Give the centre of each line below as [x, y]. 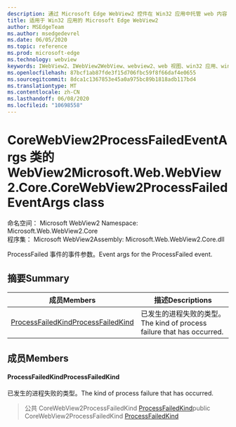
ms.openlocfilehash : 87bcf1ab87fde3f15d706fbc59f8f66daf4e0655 [102, 72]
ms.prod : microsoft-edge [44, 53]
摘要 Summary [38, 279]
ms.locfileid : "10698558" [45, 106]
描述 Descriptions [183, 300]
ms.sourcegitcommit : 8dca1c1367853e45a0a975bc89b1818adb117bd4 [102, 79]
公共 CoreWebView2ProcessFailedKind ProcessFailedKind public [117, 408]
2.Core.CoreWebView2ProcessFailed [118, 188]
